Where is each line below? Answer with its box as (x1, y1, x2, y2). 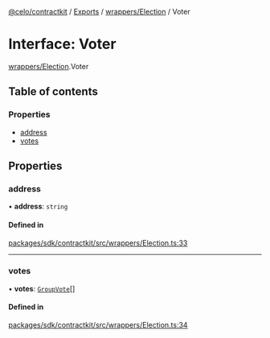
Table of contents (8, 84, 98, 99)
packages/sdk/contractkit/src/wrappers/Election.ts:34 (8, 320, 188, 330)
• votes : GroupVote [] (8, 283, 76, 293)
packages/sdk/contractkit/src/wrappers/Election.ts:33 (8, 237, 188, 248)
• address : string (8, 201, 68, 212)
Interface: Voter (8, 35, 117, 53)
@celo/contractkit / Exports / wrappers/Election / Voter (8, 7, 190, 16)
